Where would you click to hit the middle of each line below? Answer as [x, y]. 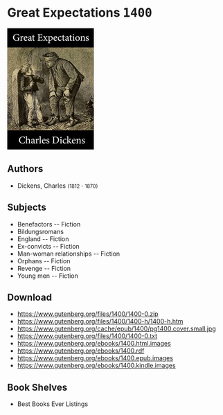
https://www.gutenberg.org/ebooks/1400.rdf [81, 351]
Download [29, 297]
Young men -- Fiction [47, 276]
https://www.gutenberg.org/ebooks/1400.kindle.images [96, 366]
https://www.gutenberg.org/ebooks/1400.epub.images [95, 358]
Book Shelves [37, 387]
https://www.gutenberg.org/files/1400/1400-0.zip [88, 314]
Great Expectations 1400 [80, 13]
